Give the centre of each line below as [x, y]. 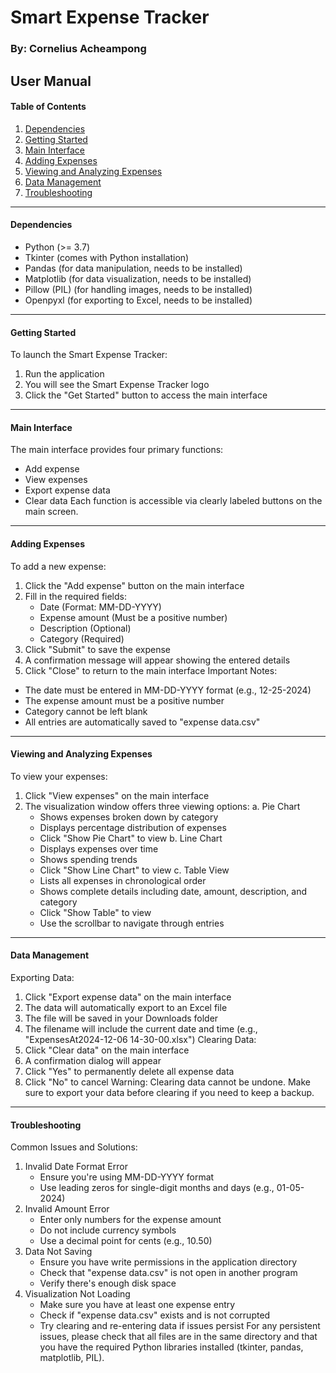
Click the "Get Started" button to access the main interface [146, 395]
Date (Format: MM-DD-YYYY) [100, 607]
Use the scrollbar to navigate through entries [132, 923]
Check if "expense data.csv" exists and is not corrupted [155, 1315]
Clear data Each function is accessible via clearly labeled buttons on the [173, 501]
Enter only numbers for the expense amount [130, 1220]
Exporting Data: [42, 977]
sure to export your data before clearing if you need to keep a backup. [169, 1092]
